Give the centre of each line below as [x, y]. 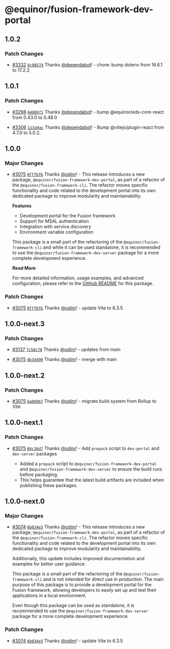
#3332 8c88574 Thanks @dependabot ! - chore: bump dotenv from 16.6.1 [87, 64]
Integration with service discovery [55, 227]
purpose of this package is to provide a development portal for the [82, 585]
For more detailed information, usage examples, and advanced [78, 278]
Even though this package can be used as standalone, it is [73, 606]
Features [22, 206]
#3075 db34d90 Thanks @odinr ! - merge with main [64, 359]
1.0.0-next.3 [25, 323]
